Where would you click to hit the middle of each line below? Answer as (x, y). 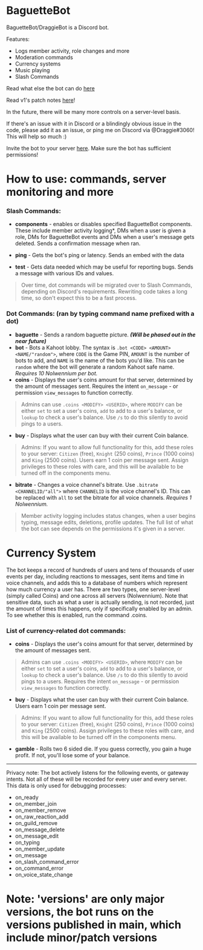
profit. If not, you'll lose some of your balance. (72, 755)
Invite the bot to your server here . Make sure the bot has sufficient (89, 148)
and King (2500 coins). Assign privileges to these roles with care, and (108, 731)
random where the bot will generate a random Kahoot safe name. (95, 367)
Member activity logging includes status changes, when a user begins (108, 515)
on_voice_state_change (44, 874)
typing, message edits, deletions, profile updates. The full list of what (107, 522)
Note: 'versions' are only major (85, 899)
